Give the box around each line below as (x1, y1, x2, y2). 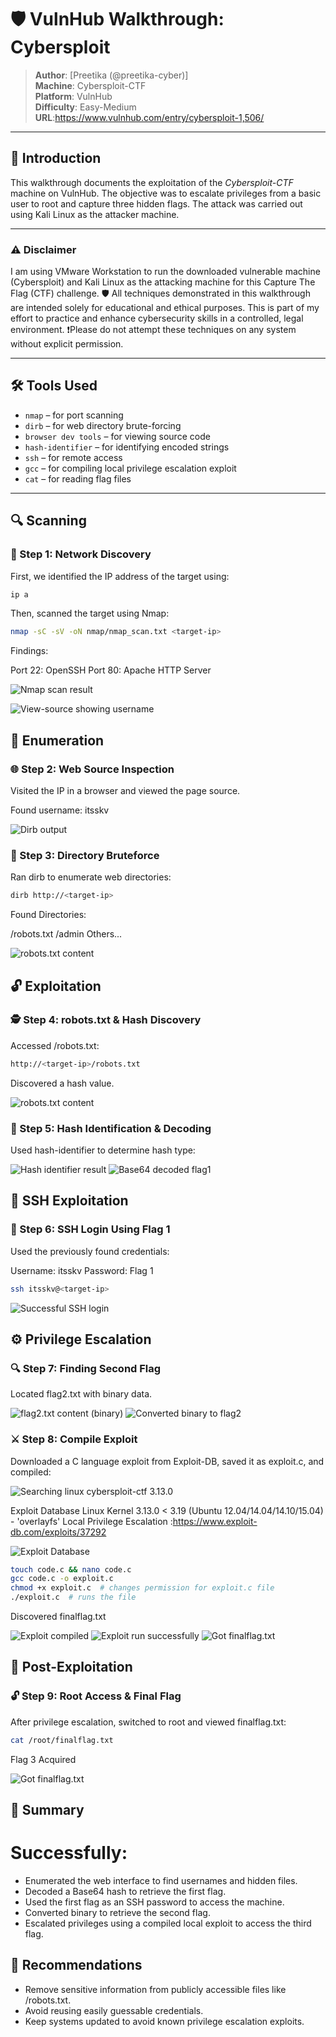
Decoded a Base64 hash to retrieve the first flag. (24, 1885, 227, 1897)
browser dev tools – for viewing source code (24, 430, 211, 442)
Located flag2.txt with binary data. (10, 1388, 153, 1400)
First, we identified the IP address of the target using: (10, 570, 230, 582)
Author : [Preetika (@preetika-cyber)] (34, 69, 189, 81)
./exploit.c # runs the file (10, 1592, 137, 1603)
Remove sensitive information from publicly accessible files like (24, 1983, 287, 1995)
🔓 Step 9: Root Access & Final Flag (10, 1689, 182, 1703)
